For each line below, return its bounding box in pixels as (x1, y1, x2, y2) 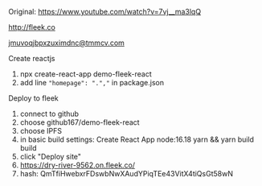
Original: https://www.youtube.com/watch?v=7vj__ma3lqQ (8, 7, 202, 16)
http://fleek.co (8, 23, 56, 31)
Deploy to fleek (8, 93, 59, 103)
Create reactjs (8, 54, 55, 63)
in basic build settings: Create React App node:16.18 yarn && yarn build (19, 134, 255, 144)
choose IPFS (19, 126, 63, 135)
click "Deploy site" (19, 152, 82, 161)
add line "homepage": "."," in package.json (19, 78, 165, 87)
